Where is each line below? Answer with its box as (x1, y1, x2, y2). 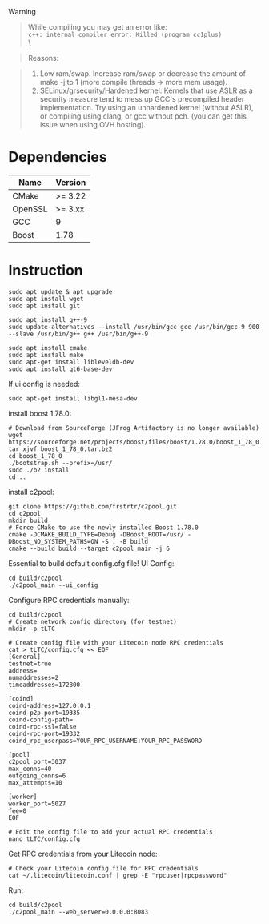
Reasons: (27, 54, 59, 62)
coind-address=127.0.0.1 (8, 701, 91, 709)
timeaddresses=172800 (8, 681, 81, 689)
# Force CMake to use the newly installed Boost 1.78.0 (8, 524, 199, 532)
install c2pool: (8, 487, 54, 496)
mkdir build (8, 516, 48, 524)
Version (55, 176, 86, 187)
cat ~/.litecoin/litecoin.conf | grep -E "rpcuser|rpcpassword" (8, 871, 227, 879)
